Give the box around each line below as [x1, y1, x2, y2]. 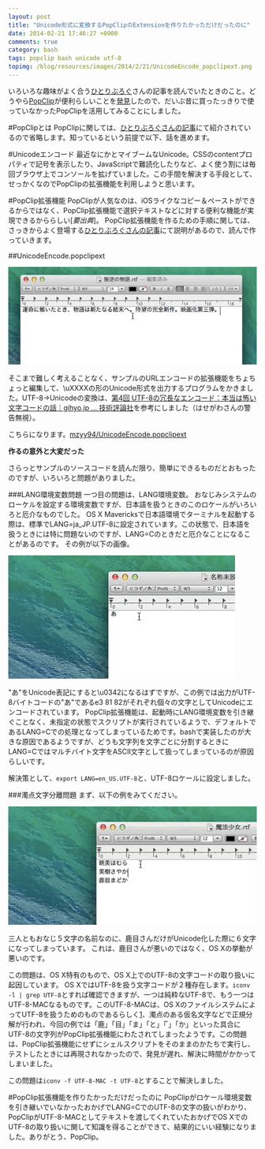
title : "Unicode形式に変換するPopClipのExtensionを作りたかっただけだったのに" [8, 21, 251, 29]
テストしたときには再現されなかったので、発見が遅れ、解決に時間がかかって [8, 1050, 256, 1059]
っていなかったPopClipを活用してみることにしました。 [8, 106, 185, 115]
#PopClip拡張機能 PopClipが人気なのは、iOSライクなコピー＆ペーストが [8, 196, 242, 205]
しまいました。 [8, 1059, 57, 1069]
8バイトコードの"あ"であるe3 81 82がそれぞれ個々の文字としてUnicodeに [8, 697, 247, 706]
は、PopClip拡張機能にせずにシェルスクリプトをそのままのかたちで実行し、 [8, 1039, 255, 1049]
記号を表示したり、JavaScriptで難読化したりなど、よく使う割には [35, 159, 250, 169]
